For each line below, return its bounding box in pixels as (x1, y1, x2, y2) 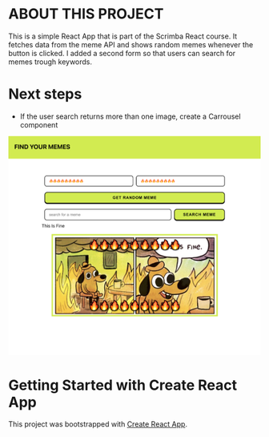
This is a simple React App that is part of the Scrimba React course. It (8, 31, 238, 41)
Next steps (8, 85, 82, 103)
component (19, 119, 58, 129)
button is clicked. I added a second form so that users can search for (8, 48, 236, 58)
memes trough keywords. (8, 57, 93, 67)
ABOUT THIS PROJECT (8, 5, 164, 23)
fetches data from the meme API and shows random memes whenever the (8, 39, 254, 49)
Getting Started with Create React (8, 376, 238, 394)
